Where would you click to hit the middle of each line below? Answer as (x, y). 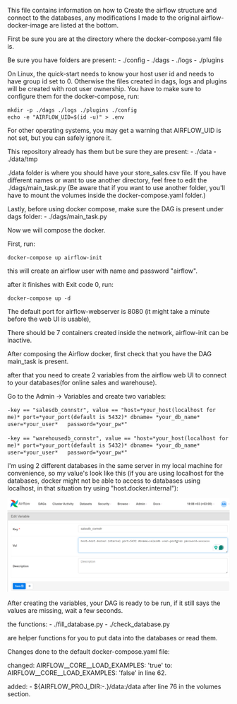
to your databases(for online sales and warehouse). (82, 382)
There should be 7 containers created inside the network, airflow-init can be (118, 333)
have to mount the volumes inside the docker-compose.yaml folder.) (107, 195)
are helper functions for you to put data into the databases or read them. (113, 638)
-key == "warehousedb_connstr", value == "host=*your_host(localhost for (118, 438)
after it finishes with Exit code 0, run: (61, 284)
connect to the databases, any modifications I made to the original (103, 18)
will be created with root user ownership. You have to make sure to (104, 89)
